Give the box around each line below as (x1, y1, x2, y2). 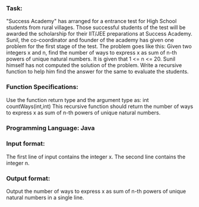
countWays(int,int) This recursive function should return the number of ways (6, 103, 194, 110)
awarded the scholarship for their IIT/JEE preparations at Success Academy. (6, 30, 193, 37)
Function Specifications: (6, 83, 79, 91)
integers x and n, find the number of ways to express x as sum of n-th (6, 49, 177, 56)
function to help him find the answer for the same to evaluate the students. (6, 68, 189, 75)
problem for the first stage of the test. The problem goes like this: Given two (6, 43, 192, 50)
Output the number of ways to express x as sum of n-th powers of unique (6, 188, 187, 195)
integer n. (6, 159, 30, 167)
